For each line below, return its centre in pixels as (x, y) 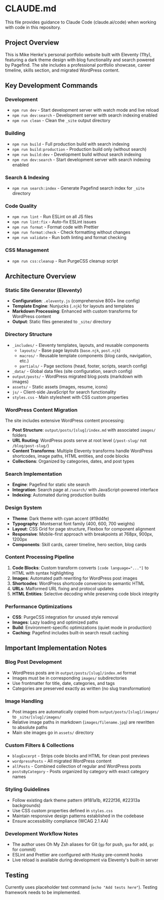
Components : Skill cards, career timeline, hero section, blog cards (79, 544)
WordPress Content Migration (41, 410)
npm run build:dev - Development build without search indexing (77, 154)
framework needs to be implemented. (43, 892)
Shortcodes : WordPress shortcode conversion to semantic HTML (78, 583)
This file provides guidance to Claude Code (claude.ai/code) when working (81, 22)
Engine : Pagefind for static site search (51, 485)
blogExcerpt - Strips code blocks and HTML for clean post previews (81, 756)
